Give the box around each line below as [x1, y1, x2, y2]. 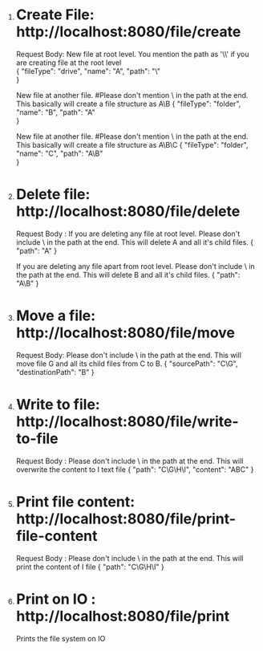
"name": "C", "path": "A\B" [15, 149, 103, 158]
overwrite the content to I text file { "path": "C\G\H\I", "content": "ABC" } [15, 464, 254, 474]
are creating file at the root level [15, 58, 122, 67]
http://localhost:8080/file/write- [15, 413, 239, 430]
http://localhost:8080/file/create [15, 22, 241, 41]
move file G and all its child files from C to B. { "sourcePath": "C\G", [15, 359, 238, 368]
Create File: [15, 6, 95, 24]
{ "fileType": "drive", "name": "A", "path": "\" [15, 66, 160, 75]
